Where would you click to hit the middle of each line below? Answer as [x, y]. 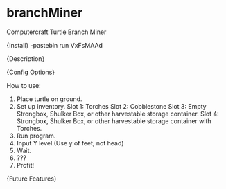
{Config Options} [31, 72]
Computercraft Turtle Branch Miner [56, 32]
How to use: [24, 85]
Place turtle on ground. [49, 99]
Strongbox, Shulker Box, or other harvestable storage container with [114, 121]
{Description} [26, 58]
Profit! [25, 165]
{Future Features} [32, 179]
